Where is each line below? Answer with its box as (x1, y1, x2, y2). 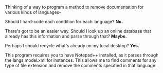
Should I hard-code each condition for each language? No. (5, 19, 123, 24)
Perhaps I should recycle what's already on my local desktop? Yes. (5, 43, 140, 48)
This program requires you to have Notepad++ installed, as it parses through (5, 52, 159, 58)
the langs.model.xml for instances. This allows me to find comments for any (5, 57, 157, 63)
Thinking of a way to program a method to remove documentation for (5, 4, 144, 10)
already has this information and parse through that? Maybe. (5, 34, 127, 39)
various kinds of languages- (5, 9, 62, 15)
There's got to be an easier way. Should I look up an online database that (5, 28, 151, 34)
